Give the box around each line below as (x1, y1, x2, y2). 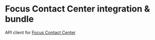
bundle (5, 13, 34, 25)
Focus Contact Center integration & (5, 3, 150, 14)
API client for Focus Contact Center (5, 29, 76, 35)
